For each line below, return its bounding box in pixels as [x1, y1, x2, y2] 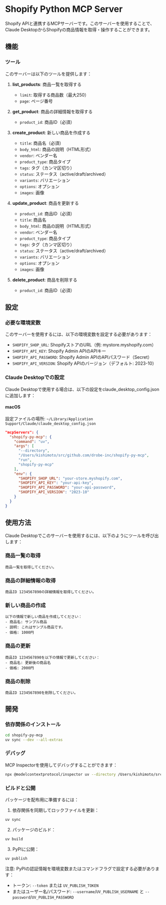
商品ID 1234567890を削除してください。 [5, 690, 78, 695]
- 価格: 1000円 [5, 630, 34, 635]
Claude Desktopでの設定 [5, 374, 65, 381]
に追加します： [5, 392, 36, 398]
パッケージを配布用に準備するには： [5, 797, 79, 803]
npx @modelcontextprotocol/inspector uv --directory [5, 772, 116, 777]
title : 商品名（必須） [19, 140, 64, 146]
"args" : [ [14, 444, 35, 449]
